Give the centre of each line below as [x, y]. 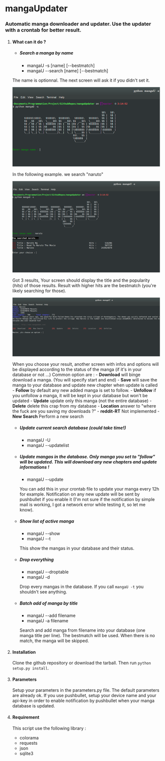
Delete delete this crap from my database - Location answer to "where [84, 406]
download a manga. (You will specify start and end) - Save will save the [85, 380]
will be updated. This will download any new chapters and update [88, 462]
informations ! [34, 467]
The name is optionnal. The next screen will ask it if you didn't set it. [81, 80]
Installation [24, 652]
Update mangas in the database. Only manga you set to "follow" [87, 456]
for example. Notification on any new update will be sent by [80, 494]
